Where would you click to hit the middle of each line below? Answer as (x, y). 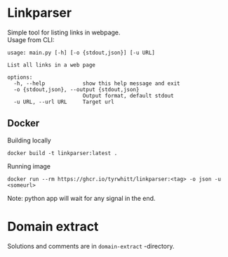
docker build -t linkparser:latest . (62, 153)
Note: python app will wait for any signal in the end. (81, 198)
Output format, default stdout (128, 95)
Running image (29, 166)
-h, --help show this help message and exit (97, 83)
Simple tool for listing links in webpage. (64, 32)
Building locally (29, 140)
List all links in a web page (52, 65)
